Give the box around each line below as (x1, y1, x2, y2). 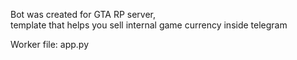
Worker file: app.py (10, 39, 90, 50)
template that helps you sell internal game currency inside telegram (10, 19, 288, 31)
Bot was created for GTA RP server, (10, 9, 156, 20)
